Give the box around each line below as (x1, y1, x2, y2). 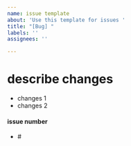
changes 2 (17, 101, 48, 110)
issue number (7, 117, 48, 125)
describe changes (7, 72, 114, 87)
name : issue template (7, 10, 70, 17)
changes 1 (17, 94, 46, 103)
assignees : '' (7, 36, 49, 43)
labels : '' (7, 29, 39, 36)
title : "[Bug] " (7, 23, 54, 30)
